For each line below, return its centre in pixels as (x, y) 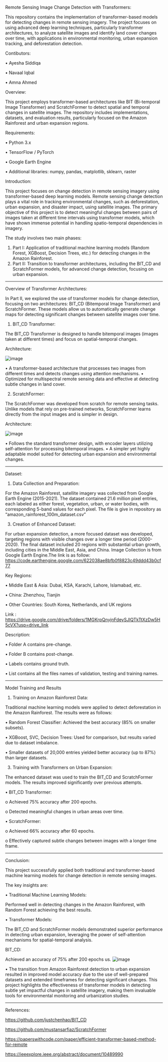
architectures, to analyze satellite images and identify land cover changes (81, 33)
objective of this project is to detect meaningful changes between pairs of (81, 212)
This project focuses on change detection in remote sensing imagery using (82, 191)
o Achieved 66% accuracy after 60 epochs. (50, 831)
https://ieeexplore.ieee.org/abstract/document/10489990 (64, 1054)
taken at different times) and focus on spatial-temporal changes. (71, 339)
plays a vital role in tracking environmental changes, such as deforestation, (82, 202)
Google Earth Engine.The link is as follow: (48, 555)
